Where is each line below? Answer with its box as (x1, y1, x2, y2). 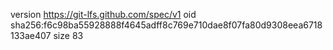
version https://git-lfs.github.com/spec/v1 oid (10, 9, 197, 20)
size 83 (53, 30, 84, 41)
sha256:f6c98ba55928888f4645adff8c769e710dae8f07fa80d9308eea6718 (10, 19, 323, 31)
